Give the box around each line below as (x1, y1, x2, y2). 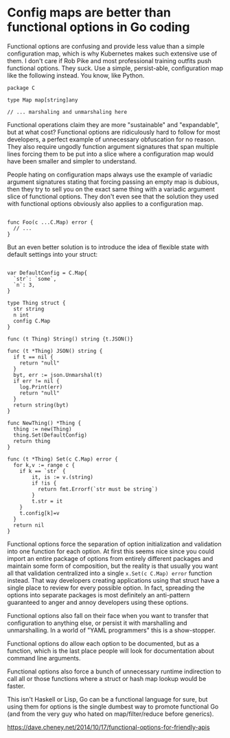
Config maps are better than (7, 5, 172, 21)
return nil (13, 522, 45, 529)
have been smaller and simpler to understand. (7, 157, 137, 165)
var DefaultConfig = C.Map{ (7, 269, 88, 276)
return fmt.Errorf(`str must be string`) (37, 485, 158, 492)
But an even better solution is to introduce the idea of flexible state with (7, 242, 209, 251)
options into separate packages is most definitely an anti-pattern (7, 590, 190, 599)
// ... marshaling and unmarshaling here (7, 108, 128, 115)
